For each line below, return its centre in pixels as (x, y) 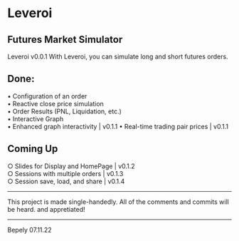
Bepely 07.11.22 (30, 230)
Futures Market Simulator (65, 40)
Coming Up (33, 149)
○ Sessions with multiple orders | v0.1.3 (65, 173)
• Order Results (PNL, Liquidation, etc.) (65, 111)
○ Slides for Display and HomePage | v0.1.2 (71, 166)
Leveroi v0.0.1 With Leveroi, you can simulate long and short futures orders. (118, 56)
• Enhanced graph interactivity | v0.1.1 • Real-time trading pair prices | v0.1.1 (118, 126)
